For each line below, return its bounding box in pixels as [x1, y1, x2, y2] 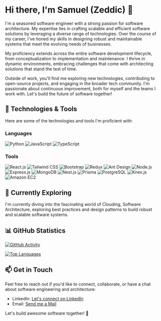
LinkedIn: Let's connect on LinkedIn [12, 296, 84, 302]
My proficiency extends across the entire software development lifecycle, [5, 51, 152, 56]
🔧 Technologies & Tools [5, 105, 77, 113]
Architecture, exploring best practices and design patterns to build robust [5, 206, 152, 213]
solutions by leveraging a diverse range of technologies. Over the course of [5, 31, 157, 36]
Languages [5, 130, 33, 136]
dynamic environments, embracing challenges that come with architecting [5, 61, 154, 67]
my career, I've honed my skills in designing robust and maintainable [5, 36, 143, 42]
